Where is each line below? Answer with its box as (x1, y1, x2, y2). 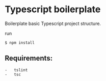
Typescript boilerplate (5, 4, 101, 15)
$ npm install (5, 40, 35, 45)
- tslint (5, 67, 28, 72)
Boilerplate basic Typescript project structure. (5, 20, 101, 26)
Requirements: (5, 54, 53, 63)
